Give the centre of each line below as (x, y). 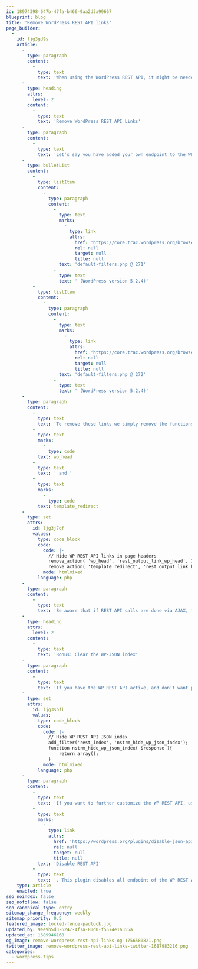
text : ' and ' (55, 474)
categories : (21, 952)
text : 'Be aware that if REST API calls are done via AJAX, (113, 611)
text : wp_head (55, 457)
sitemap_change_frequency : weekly (49, 913)
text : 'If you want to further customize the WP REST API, (111, 803)
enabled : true (34, 891)
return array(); (79, 754)
